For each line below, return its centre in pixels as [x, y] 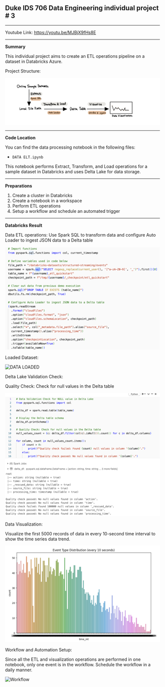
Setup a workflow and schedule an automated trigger [66, 211]
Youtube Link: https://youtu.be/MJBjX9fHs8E [51, 32]
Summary [15, 46]
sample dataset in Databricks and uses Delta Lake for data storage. [73, 172]
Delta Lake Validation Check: [34, 377]
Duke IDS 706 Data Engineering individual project [82, 8]
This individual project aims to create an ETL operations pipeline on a [75, 56]
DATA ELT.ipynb [28, 158]
